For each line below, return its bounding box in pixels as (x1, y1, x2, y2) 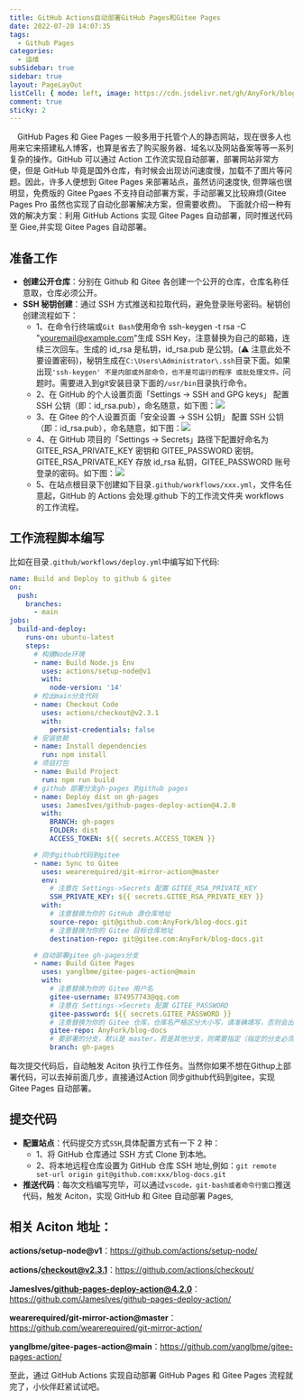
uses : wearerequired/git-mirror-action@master (41, 867, 220, 876)
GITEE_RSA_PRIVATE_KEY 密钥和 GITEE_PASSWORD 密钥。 (35, 446, 259, 456)
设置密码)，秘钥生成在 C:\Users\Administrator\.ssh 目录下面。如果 (43, 355, 290, 366)
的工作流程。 (35, 502, 84, 512)
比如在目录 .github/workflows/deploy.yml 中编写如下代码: (9, 556, 220, 566)
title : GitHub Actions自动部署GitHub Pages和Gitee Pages (9, 13, 221, 23)
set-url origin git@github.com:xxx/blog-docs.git (35, 1170, 227, 1179)
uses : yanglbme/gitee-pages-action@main (41, 967, 196, 977)
